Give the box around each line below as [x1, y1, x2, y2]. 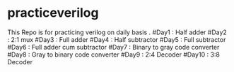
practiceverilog [7, 5, 99, 21]
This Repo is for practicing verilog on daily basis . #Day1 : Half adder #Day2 [7, 28, 228, 36]
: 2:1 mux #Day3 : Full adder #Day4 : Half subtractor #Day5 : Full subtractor [7, 35, 226, 43]
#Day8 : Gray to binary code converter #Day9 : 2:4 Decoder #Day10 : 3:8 [7, 50, 221, 59]
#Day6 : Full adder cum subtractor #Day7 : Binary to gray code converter [7, 43, 220, 51]
